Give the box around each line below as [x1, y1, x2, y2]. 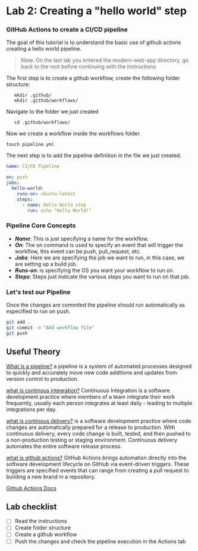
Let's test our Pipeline [6, 287, 71, 296]
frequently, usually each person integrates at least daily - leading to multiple [6, 399, 193, 406]
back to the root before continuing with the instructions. [20, 63, 158, 70]
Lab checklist [6, 502, 57, 512]
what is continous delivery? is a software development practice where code [6, 417, 191, 424]
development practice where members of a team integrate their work [6, 393, 175, 400]
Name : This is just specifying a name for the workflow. [14, 235, 149, 242]
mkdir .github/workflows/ [14, 98, 78, 104]
